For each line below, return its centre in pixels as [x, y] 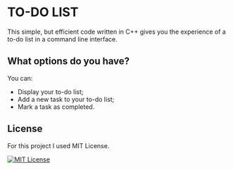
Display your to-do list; [50, 91]
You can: [20, 78]
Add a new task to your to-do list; [66, 99]
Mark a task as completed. [56, 107]
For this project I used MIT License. [58, 145]
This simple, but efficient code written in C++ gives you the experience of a [117, 32]
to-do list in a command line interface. [62, 39]
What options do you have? [69, 61]
